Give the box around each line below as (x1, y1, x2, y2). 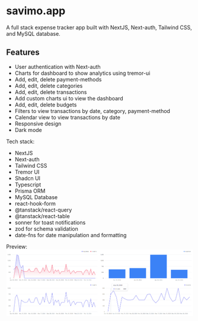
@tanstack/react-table (14, 212, 70, 219)
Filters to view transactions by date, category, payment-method (14, 107, 171, 114)
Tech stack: (6, 138, 34, 145)
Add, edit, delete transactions (14, 88, 87, 96)
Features (6, 48, 40, 58)
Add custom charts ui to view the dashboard (14, 95, 123, 102)
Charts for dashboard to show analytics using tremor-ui (14, 70, 151, 77)
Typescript (14, 181, 41, 188)
